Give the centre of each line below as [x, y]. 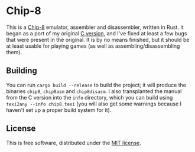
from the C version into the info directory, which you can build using [90, 97]
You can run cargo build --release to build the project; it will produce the [96, 85]
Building [22, 71]
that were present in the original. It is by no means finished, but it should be [98, 39]
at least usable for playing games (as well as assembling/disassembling [93, 46]
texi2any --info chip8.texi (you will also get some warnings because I [94, 104]
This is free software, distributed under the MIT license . [74, 143]
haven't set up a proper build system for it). [59, 110]
